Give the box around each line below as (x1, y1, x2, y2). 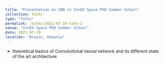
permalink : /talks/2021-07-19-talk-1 (5, 21, 83, 26)
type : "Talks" (5, 16, 34, 21)
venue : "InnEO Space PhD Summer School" (5, 26, 90, 31)
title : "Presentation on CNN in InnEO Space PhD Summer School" (5, 7, 140, 12)
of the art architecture (12, 53, 57, 59)
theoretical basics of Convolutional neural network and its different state (12, 48, 159, 54)
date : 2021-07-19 (5, 30, 41, 35)
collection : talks (5, 12, 43, 17)
